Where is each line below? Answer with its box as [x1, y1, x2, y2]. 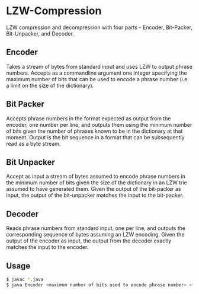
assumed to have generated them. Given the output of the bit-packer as [6, 186, 182, 193]
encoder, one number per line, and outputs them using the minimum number [6, 121, 192, 128]
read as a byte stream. [6, 140, 61, 147]
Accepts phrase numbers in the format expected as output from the [6, 114, 171, 122]
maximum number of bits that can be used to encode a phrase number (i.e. [6, 75, 190, 82]
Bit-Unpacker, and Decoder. [6, 30, 74, 37]
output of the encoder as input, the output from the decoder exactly [6, 237, 172, 244]
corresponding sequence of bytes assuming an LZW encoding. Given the [6, 231, 185, 238]
